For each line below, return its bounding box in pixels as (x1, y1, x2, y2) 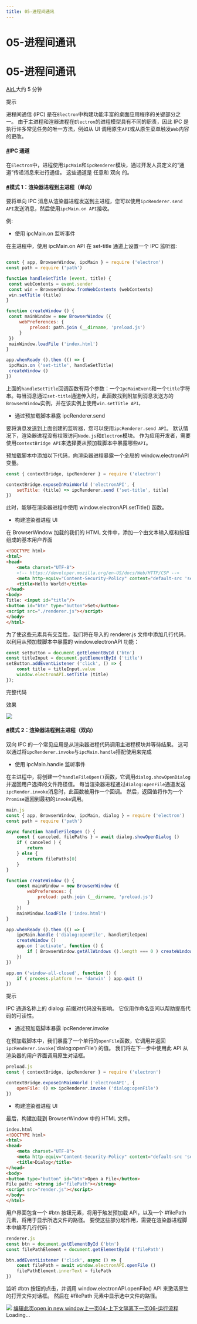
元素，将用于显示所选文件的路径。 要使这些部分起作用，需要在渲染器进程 (6, 1216, 182, 1223)
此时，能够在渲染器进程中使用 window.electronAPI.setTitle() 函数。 (6, 504, 167, 511)
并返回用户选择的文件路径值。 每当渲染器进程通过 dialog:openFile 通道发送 (6, 780, 186, 787)
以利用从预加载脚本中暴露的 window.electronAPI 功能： (6, 638, 140, 645)
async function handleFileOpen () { (6, 829, 96, 835)
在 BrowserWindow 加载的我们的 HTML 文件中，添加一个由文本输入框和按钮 (6, 529, 189, 536)
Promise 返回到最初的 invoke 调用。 (6, 795, 87, 802)
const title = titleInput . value (16, 666, 96, 672)
